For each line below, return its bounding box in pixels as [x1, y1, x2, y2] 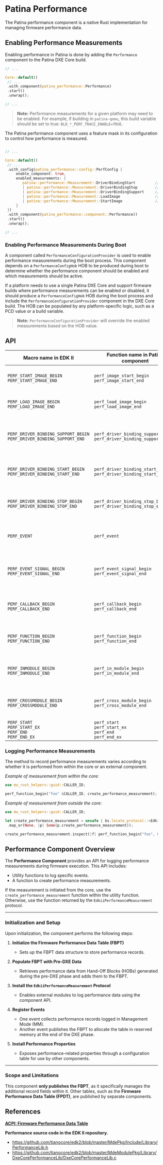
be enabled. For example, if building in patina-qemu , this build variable [16, 116, 156, 121]
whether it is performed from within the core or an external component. [5, 764, 148, 770]
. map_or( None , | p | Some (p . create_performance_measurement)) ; [7, 822, 133, 828]
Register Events [12, 1007, 45, 1012]
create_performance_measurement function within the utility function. [5, 892, 140, 898]
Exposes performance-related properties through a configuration [19, 1050, 149, 1056]
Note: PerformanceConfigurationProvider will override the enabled [16, 318, 150, 324]
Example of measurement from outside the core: [5, 800, 102, 806]
